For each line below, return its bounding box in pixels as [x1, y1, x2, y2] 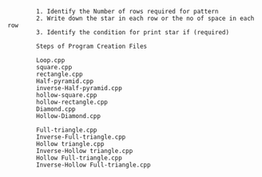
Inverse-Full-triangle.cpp [36, 133, 126, 141]
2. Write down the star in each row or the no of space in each [36, 14, 255, 22]
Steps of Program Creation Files [36, 42, 148, 50]
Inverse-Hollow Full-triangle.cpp [36, 161, 151, 169]
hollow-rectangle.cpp [36, 98, 109, 106]
